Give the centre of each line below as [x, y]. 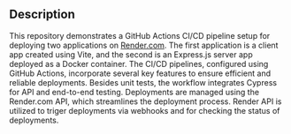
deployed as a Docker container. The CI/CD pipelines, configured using [139, 63]
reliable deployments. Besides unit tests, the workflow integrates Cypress [143, 82]
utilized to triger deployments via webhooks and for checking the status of [145, 110]
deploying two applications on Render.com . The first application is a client [144, 45]
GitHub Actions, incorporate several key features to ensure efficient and [140, 73]
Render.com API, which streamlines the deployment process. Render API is [145, 101]
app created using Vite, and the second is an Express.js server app [131, 54]
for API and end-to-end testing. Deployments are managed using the [134, 92]
